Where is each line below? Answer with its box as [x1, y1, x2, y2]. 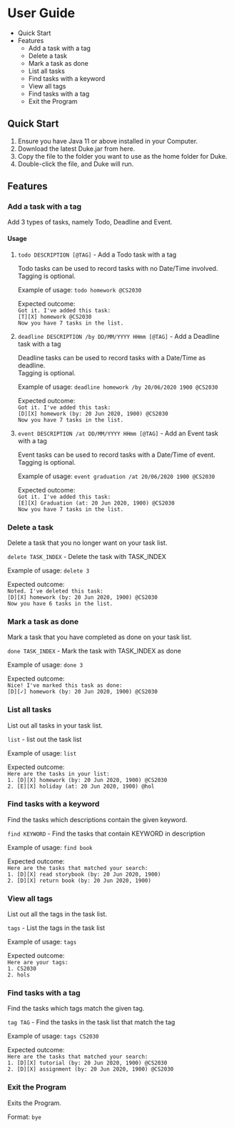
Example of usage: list [7, 748, 77, 757]
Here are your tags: [7, 959, 69, 966]
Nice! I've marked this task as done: [7, 682, 123, 689]
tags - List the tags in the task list [7, 924, 106, 932]
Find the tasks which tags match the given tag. [7, 1004, 145, 1013]
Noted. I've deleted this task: [7, 588, 103, 595]
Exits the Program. [7, 1099, 62, 1107]
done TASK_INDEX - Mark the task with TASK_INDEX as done [7, 647, 182, 655]
